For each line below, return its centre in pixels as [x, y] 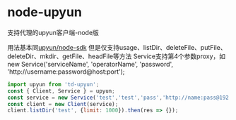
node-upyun [45, 12]
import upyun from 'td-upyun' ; [53, 84]
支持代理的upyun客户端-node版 [53, 32]
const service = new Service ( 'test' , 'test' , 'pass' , [85, 98]
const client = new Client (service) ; [63, 104]
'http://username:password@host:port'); [66, 72]
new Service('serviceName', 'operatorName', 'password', [90, 64]
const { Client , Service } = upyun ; [61, 91]
